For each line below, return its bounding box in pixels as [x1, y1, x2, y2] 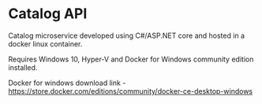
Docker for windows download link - [8, 78, 126, 87]
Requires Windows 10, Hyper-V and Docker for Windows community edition [8, 54, 254, 64]
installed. [8, 62, 38, 72]
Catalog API [8, 5, 88, 23]
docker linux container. [8, 39, 83, 48]
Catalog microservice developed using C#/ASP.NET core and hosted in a [8, 31, 245, 40]
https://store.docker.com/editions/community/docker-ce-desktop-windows [8, 86, 253, 95]
